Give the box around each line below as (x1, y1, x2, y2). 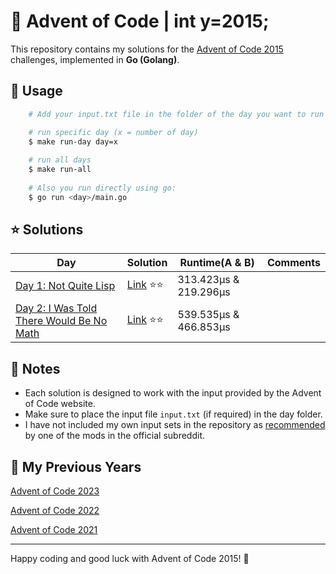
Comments (266, 256, 321, 270)
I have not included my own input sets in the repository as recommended (24, 419, 326, 431)
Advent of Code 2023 (10, 485, 100, 497)
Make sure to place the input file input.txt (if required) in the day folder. (24, 408, 323, 420)
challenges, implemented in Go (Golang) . (10, 53, 180, 65)
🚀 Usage (10, 83, 63, 100)
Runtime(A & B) (179, 256, 255, 270)
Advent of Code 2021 (10, 524, 98, 536)
